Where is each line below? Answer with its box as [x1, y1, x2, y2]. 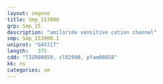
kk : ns [7, 60, 26, 67]
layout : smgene [7, 9, 50, 17]
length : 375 [7, 48, 48, 55]
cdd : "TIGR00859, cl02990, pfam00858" [7, 54, 117, 61]
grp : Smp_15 [7, 22, 41, 29]
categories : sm [7, 66, 50, 73]
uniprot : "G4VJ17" [7, 41, 59, 48]
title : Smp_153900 [7, 16, 59, 23]
